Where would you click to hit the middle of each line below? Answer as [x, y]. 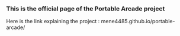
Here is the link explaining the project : [53, 21]
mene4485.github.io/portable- [138, 21]
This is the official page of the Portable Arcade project [86, 9]
